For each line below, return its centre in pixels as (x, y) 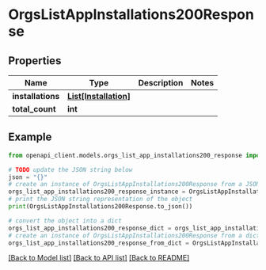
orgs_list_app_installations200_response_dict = (90, 228)
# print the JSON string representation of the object (101, 200)
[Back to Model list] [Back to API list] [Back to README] (99, 258)
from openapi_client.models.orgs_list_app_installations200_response (125, 155)
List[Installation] (99, 96)
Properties (35, 61)
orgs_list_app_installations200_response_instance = (97, 192)
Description (161, 83)
